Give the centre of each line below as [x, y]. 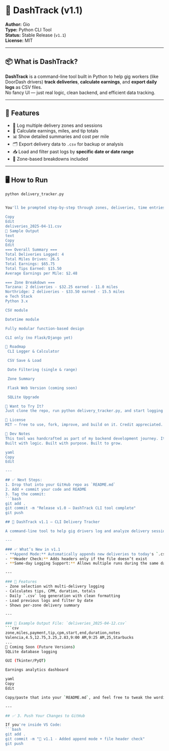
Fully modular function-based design [45, 328]
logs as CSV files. [24, 87]
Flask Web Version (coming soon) [43, 388]
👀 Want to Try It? [24, 406]
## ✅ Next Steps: [24, 480]
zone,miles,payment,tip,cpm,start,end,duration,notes [63, 633]
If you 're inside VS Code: [33, 725]
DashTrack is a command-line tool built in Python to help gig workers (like [82, 76]
